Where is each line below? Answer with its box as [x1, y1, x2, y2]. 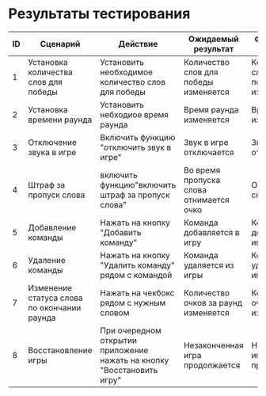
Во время [183, 164, 221, 175]
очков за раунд [183, 297, 243, 308]
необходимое [100, 67, 153, 78]
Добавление [28, 222, 77, 233]
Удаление [28, 254, 66, 265]
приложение [100, 345, 149, 356]
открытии [100, 334, 137, 345]
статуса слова [28, 292, 83, 303]
